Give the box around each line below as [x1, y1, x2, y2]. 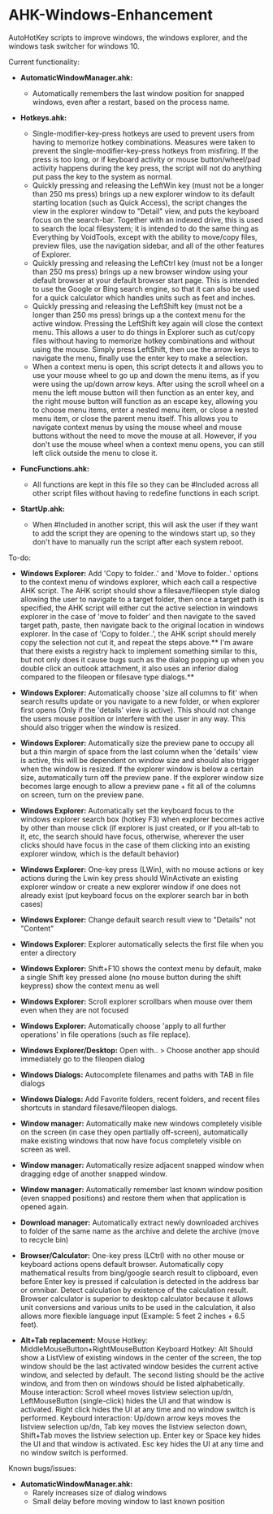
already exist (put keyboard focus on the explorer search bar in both [19, 890, 249, 900]
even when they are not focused [19, 1005, 129, 1015]
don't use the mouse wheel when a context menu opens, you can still [32, 439, 265, 449]
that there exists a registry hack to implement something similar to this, [19, 646, 258, 656]
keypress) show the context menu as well [19, 981, 160, 991]
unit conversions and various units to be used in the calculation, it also [19, 1302, 256, 1312]
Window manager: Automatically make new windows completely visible [19, 1118, 262, 1128]
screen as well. [19, 1144, 71, 1154]
